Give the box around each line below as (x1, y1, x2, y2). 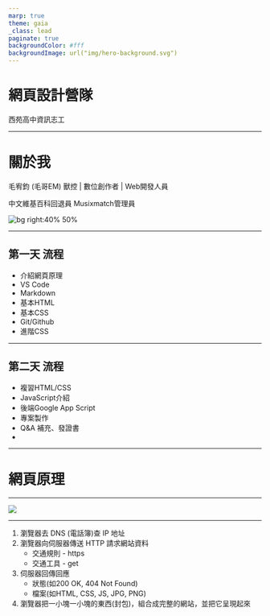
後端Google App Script (19, 403, 96, 412)
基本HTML (19, 297, 55, 307)
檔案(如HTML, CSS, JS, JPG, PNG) (31, 589, 147, 598)
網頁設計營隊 (8, 86, 94, 105)
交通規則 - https (31, 548, 85, 558)
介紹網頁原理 (19, 271, 63, 280)
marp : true (8, 11, 45, 20)
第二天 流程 (8, 360, 64, 374)
